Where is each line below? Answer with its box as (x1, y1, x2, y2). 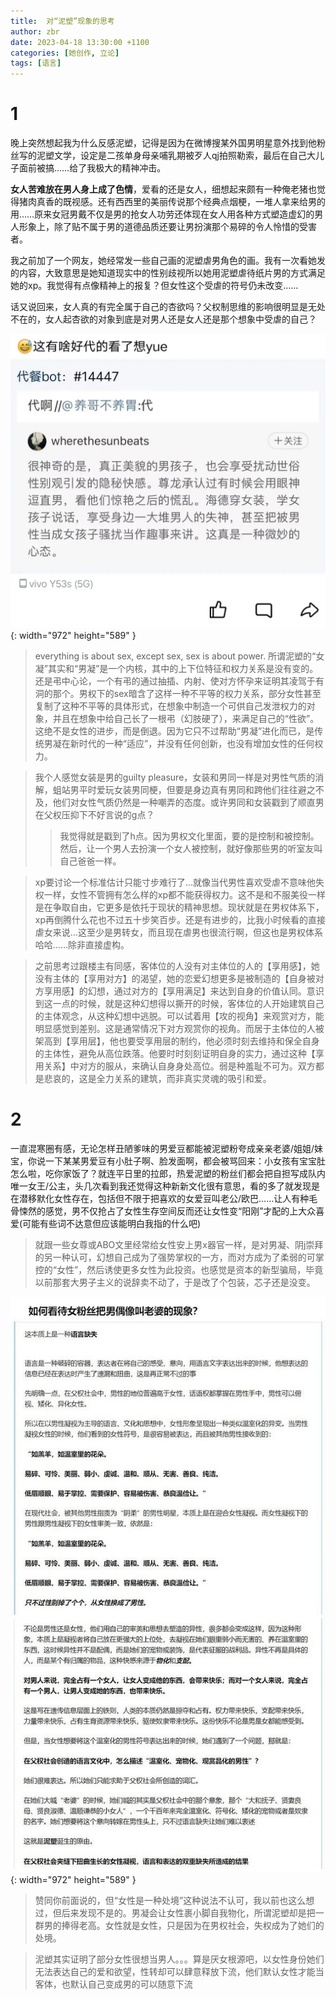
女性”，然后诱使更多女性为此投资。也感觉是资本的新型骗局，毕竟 (56, 1263, 324, 1275)
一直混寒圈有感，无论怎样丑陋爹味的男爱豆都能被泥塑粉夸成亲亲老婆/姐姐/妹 (10, 1142, 324, 1154)
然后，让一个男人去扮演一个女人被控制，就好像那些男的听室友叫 (59, 842, 323, 854)
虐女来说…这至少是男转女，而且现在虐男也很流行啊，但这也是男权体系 (34, 926, 323, 938)
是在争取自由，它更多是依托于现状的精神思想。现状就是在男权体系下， (34, 901, 325, 913)
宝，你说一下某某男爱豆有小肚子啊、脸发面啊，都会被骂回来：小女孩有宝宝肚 (10, 1155, 326, 1167)
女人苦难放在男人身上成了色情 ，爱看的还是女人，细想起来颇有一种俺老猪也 (10, 183, 317, 195)
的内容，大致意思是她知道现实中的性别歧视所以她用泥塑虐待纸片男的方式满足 (10, 267, 326, 279)
